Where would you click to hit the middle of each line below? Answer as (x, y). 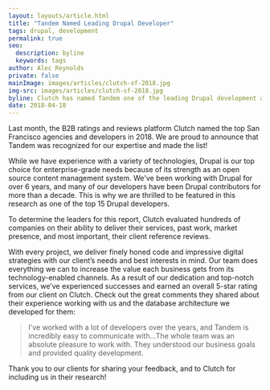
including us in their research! (57, 377)
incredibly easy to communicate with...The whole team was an (131, 336)
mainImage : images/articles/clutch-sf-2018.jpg (90, 83)
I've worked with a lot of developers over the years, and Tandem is (138, 327)
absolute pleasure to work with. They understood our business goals (141, 345)
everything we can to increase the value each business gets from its (121, 269)
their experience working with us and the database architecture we (119, 303)
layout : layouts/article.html (59, 16)
